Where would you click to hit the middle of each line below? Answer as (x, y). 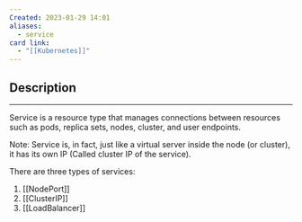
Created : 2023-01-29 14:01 (60, 18)
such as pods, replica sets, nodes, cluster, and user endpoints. (125, 127)
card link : (30, 43)
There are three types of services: (72, 171)
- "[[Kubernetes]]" (54, 51)
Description (43, 88)
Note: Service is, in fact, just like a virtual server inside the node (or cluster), (150, 144)
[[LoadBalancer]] (54, 208)
